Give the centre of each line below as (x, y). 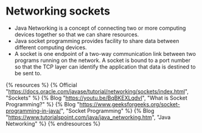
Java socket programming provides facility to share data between (97, 41)
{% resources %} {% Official (41, 85)
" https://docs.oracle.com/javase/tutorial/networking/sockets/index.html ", (97, 91)
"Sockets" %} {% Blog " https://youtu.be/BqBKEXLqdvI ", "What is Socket (97, 98)
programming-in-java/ (33, 111)
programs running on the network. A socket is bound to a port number (103, 60)
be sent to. (28, 73)
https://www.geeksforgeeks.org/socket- (130, 104)
